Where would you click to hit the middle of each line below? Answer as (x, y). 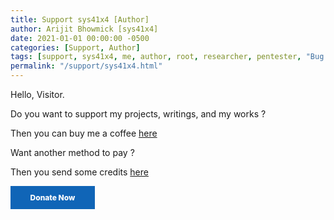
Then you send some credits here (79, 172)
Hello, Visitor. (37, 94)
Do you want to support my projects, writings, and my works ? (138, 114)
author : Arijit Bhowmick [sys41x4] (84, 29)
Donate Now (52, 197)
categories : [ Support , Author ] (75, 47)
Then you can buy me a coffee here (84, 133)
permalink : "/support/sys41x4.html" (86, 66)
